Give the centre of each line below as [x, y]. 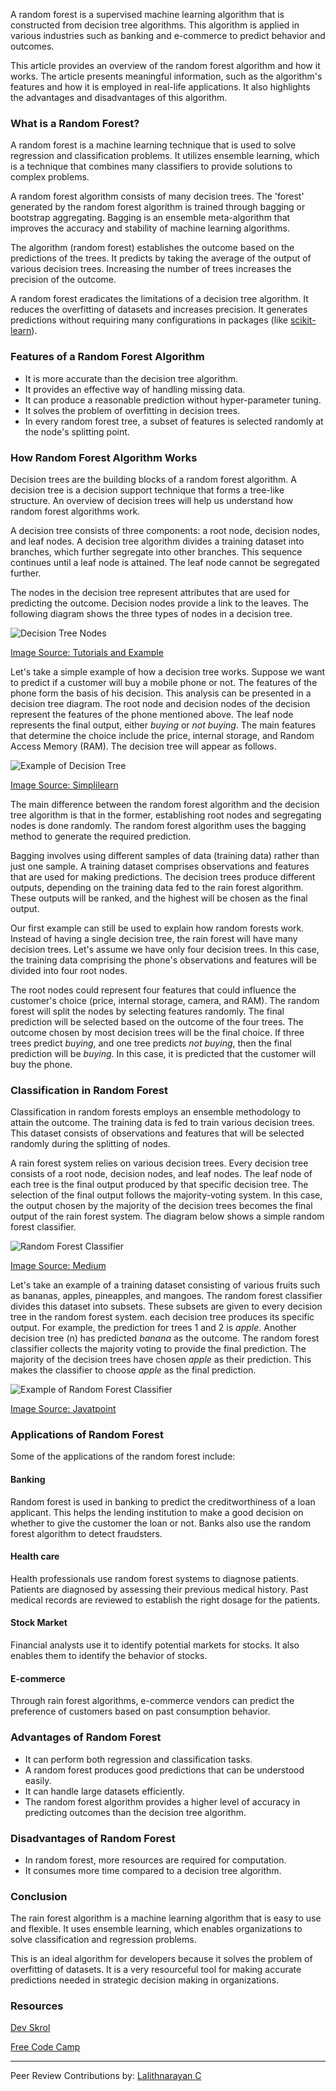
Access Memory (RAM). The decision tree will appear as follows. [143, 746]
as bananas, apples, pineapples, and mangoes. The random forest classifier [166, 1296]
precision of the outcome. [63, 280]
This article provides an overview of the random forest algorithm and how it [165, 65]
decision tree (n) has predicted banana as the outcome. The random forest [165, 1338]
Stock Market [39, 1623]
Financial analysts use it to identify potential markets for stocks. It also [155, 1645]
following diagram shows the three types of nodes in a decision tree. [151, 613]
